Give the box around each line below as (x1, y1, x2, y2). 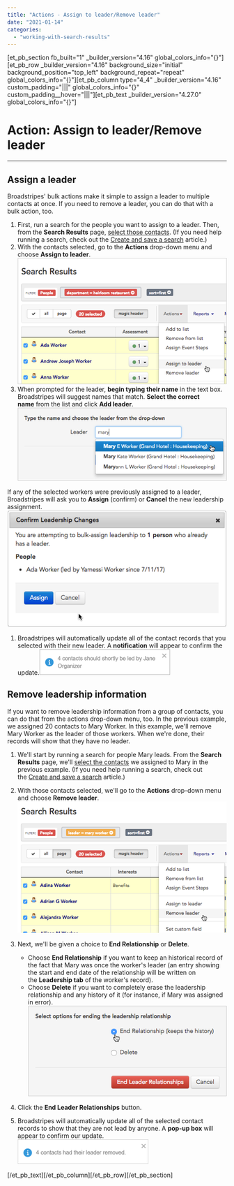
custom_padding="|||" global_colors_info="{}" (7, 83, 140, 91)
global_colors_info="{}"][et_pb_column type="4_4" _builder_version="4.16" (7, 75, 221, 84)
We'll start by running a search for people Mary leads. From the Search (17, 750, 222, 759)
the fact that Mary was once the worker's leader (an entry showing (27, 960, 220, 969)
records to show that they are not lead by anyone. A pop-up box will (17, 1124, 214, 1132)
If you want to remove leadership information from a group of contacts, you (7, 707, 224, 715)
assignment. (7, 502, 43, 511)
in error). (27, 997, 54, 1006)
